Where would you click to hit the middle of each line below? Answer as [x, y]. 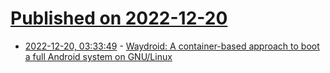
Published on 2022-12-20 [119, 18]
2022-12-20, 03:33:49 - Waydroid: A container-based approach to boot [172, 46]
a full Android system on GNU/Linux [98, 56]
